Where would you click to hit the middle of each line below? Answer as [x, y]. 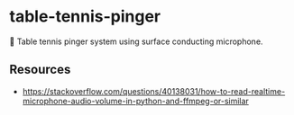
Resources [40, 70]
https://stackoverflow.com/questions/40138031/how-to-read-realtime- [154, 91]
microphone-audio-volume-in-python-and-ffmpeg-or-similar [136, 101]
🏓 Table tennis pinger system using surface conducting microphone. [136, 41]
